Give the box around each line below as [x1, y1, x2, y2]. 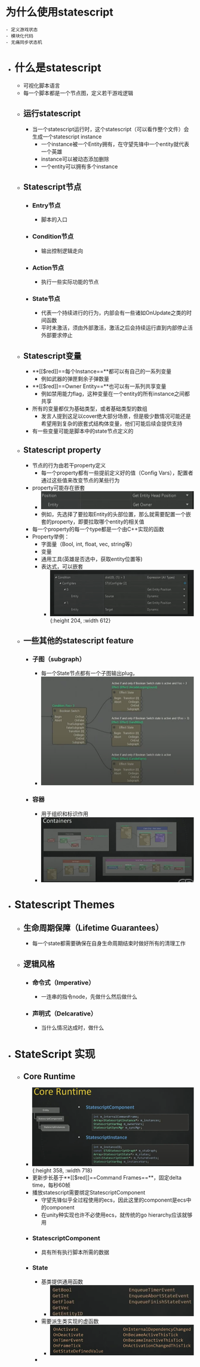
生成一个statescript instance [32, 133, 102, 140]
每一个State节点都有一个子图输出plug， [41, 670, 139, 677]
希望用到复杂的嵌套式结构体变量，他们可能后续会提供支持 [41, 420, 183, 427]
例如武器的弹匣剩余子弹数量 [41, 375, 110, 383]
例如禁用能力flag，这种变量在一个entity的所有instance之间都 [41, 390, 190, 398]
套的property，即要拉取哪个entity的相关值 [41, 518, 144, 525]
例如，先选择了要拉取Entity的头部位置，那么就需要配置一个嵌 [41, 511, 192, 518]
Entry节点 [32, 201, 61, 210]
